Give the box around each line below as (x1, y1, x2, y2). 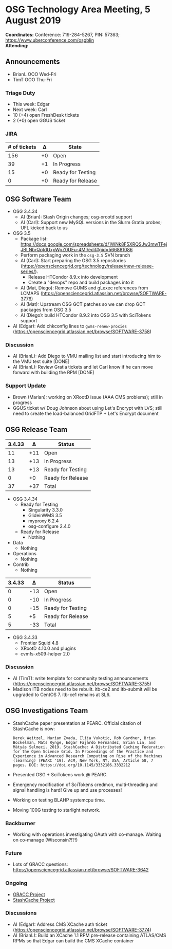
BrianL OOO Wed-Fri (12, 71, 56, 77)
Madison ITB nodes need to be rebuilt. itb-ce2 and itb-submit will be (12, 686, 158, 692)
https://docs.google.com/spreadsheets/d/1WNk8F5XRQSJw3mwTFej (20, 241, 167, 247)
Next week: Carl (12, 106, 47, 113)
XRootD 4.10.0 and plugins (20, 645, 76, 651)
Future (5, 849, 22, 856)
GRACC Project (12, 891, 45, 898)
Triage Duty (5, 89, 35, 96)
